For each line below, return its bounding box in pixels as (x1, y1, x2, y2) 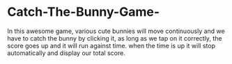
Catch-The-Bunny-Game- (7, 4, 160, 20)
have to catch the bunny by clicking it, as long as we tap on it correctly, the (7, 34, 222, 42)
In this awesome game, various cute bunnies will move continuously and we (7, 27, 225, 35)
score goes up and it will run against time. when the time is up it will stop (7, 41, 216, 50)
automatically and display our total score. (7, 49, 125, 57)
